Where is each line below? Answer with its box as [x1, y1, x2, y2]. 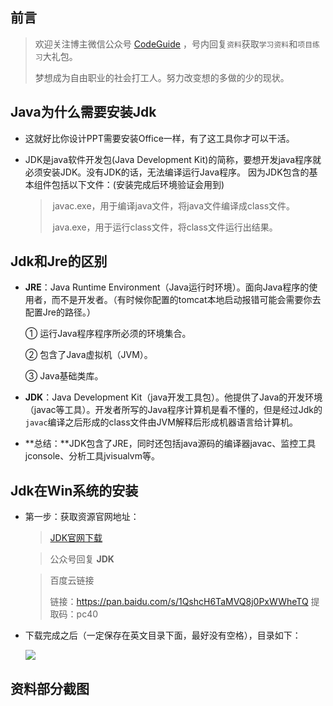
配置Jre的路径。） [24, 306, 96, 318]
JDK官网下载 [49, 532, 103, 544]
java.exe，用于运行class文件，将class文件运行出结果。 [52, 221, 278, 233]
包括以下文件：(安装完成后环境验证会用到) [51, 178, 225, 190]
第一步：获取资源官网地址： [24, 511, 140, 523]
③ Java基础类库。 [24, 370, 104, 382]
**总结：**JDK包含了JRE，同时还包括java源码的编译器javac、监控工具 [24, 438, 317, 450]
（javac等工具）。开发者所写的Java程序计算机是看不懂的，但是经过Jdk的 [24, 404, 323, 416]
